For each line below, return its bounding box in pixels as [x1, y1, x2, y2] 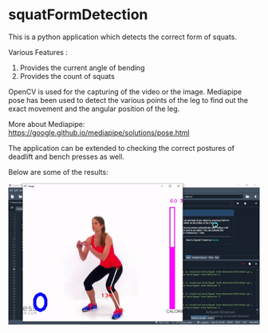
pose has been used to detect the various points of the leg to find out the [8, 95, 249, 105]
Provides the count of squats [19, 71, 116, 81]
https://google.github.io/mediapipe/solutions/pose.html [8, 128, 190, 137]
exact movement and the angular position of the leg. [8, 104, 180, 113]
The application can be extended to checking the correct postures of [8, 143, 235, 153]
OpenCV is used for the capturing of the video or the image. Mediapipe [8, 86, 242, 97]
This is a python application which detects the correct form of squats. [8, 32, 238, 42]
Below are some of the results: [8, 167, 109, 176]
